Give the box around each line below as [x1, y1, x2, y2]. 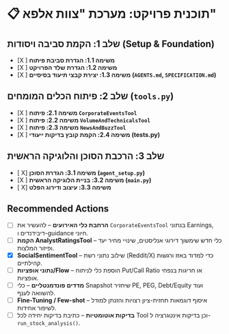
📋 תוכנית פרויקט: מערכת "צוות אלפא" [7, 6, 217, 22]
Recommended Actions [7, 203, 109, 215]
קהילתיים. [16, 259, 42, 267]
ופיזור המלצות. [16, 244, 55, 252]
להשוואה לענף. [16, 289, 56, 297]
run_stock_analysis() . [16, 318, 81, 326]
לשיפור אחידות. [16, 303, 57, 312]
